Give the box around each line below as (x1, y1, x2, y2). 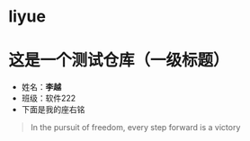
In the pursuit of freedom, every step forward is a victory (30, 122, 241, 133)
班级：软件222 (21, 93, 76, 104)
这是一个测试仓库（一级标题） (8, 50, 230, 71)
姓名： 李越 (21, 82, 62, 93)
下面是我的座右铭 (21, 104, 85, 115)
